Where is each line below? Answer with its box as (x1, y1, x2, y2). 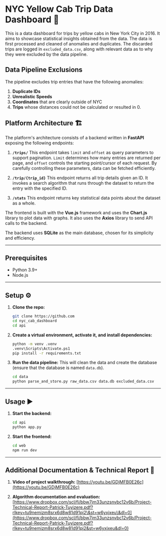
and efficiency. (5, 235, 36, 241)
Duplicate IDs (12, 88, 41, 94)
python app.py (12, 424, 41, 429)
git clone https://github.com (12, 314, 75, 319)
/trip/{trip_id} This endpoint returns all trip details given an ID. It (12, 174, 148, 181)
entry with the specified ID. (12, 185, 68, 191)
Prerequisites (5, 253, 47, 262)
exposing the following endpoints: (5, 140, 74, 146)
